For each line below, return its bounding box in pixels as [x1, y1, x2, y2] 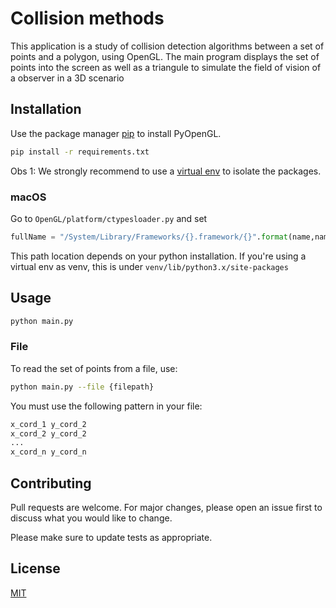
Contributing [10, 475, 92, 492]
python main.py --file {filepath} [10, 382, 155, 392]
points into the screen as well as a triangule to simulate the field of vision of [10, 61, 322, 73]
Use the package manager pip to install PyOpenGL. [10, 127, 222, 139]
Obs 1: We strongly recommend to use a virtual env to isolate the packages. [10, 165, 322, 177]
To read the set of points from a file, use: [10, 362, 178, 374]
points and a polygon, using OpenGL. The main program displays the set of [10, 50, 320, 62]
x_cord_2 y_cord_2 [10, 428, 87, 439]
